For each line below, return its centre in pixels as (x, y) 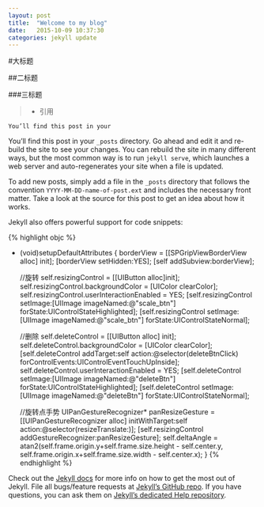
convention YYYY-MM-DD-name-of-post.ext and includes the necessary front (130, 190)
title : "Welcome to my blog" (58, 23)
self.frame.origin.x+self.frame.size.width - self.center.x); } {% (119, 455)
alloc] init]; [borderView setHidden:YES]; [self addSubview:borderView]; (137, 261)
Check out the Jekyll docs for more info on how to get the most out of (122, 479)
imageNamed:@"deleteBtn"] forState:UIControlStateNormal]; (151, 395)
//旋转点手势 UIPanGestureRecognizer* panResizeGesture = (117, 412)
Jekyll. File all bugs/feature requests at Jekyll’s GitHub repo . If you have (125, 486)
